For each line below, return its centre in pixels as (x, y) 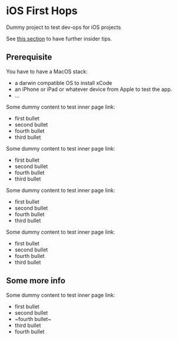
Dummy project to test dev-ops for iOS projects (64, 27)
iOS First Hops (42, 11)
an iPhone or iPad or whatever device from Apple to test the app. (93, 89)
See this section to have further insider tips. (59, 38)
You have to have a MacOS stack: (47, 71)
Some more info (36, 281)
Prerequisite (29, 57)
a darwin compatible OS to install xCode (63, 83)
